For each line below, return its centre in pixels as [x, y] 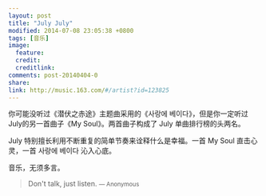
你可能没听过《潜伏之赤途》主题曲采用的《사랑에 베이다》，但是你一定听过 [129, 114]
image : [19, 46]
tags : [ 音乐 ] [29, 38]
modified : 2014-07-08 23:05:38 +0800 [71, 30]
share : [19, 82]
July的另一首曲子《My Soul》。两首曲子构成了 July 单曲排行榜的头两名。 [127, 124]
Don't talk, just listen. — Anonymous [83, 184]
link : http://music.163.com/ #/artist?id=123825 [89, 90]
